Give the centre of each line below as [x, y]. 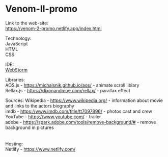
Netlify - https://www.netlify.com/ [40, 149]
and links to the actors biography [40, 106]
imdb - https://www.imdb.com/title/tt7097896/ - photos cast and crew [79, 111]
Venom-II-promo [41, 9]
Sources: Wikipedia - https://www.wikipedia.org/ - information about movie [84, 100]
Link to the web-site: [27, 23]
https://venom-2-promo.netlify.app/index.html [53, 28]
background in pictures [30, 127]
